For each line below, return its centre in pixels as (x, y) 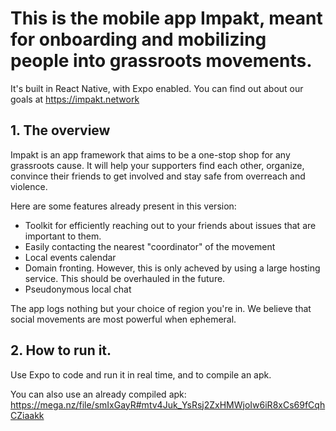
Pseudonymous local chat (78, 289)
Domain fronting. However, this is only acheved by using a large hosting (172, 268)
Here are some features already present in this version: (123, 206)
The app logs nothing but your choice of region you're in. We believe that (161, 308)
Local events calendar (70, 257)
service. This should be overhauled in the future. (125, 278)
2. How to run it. (61, 350)
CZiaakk (27, 415)
